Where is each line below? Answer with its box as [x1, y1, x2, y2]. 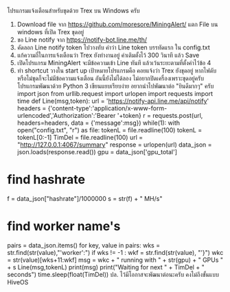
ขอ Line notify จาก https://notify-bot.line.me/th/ [16, 36, 148, 44]
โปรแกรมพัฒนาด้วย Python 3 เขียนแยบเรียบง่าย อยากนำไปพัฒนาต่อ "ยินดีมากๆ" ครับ [16, 82, 214, 90]
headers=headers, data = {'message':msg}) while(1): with [16, 119, 181, 127]
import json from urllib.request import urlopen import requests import [16, 90, 214, 97]
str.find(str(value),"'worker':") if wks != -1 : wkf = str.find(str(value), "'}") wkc [7, 248, 224, 256]
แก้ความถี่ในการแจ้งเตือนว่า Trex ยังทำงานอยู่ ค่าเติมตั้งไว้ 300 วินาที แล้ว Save [16, 51, 200, 59]
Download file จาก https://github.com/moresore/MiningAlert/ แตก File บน [16, 21, 218, 28]
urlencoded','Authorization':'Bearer [16, 112, 116, 119]
